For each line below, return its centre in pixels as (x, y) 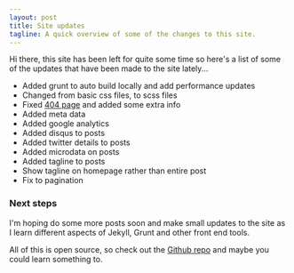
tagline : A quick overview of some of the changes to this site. (132, 34)
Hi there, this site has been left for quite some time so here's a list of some (145, 60)
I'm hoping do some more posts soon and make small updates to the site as (147, 222)
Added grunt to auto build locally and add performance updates (139, 86)
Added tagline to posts (64, 162)
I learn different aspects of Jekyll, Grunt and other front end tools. (130, 232)
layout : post (33, 17)
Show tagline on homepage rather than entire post (114, 171)
